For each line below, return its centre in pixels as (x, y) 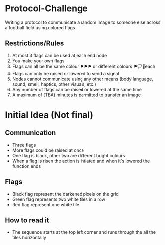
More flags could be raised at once (48, 150)
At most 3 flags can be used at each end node (60, 55)
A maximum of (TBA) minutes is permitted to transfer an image (76, 95)
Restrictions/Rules (35, 44)
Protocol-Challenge (46, 9)
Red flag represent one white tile (46, 204)
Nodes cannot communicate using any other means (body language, (82, 79)
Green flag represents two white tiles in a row (59, 199)
